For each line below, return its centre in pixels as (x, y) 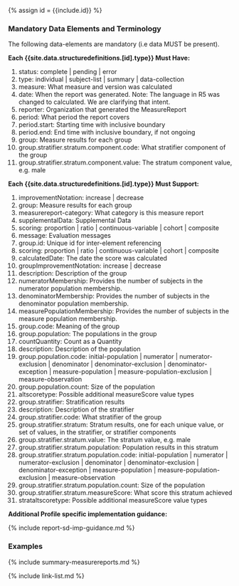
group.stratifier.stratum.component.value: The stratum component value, (125, 162)
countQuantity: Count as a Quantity (70, 342)
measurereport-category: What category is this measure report (111, 213)
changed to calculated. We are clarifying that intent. (94, 102)
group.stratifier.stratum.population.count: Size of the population (112, 485)
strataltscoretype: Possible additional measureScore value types (113, 501)
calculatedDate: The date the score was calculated (93, 258)
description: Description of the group (73, 273)
